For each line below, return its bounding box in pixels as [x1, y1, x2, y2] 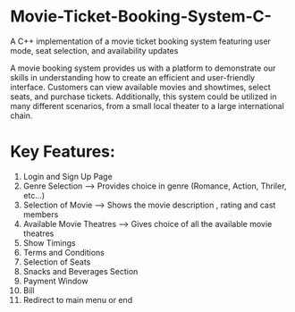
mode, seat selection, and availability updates [10, 45, 179, 55]
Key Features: [10, 141, 115, 162]
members [22, 208, 59, 220]
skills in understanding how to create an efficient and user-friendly [10, 72, 256, 82]
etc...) [22, 190, 46, 200]
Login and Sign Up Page [22, 171, 113, 181]
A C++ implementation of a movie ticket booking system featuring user [10, 36, 272, 46]
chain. [10, 110, 33, 121]
